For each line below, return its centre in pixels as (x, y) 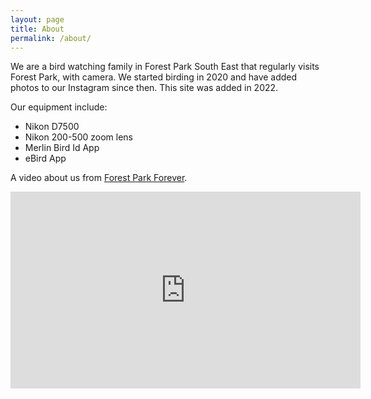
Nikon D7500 (52, 127)
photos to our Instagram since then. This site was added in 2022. (144, 88)
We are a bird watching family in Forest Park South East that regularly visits (165, 67)
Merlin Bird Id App (62, 148)
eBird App (45, 158)
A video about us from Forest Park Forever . (99, 178)
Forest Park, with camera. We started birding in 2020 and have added (154, 77)
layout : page (37, 19)
